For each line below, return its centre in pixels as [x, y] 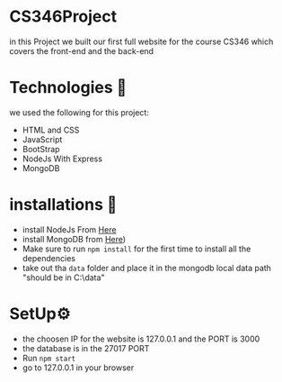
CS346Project [63, 17]
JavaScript [42, 139]
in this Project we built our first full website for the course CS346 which [141, 41]
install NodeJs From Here [69, 229]
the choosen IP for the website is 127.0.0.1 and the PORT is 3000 [141, 339]
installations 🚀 [63, 205]
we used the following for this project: [79, 112]
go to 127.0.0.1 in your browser [78, 368]
